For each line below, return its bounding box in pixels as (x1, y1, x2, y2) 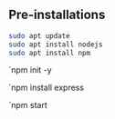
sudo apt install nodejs (8, 40, 103, 49)
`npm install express (8, 82, 84, 94)
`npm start (8, 100, 47, 111)
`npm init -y (8, 64, 52, 75)
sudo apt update (8, 31, 70, 40)
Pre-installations (8, 7, 106, 23)
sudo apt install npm (8, 48, 91, 57)
